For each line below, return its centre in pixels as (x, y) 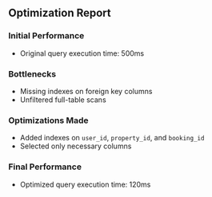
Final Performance (45, 167)
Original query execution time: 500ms (82, 53)
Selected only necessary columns (76, 146)
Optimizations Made (49, 120)
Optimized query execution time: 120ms (85, 184)
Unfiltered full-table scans (63, 100)
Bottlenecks (32, 73)
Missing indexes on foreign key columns (86, 91)
